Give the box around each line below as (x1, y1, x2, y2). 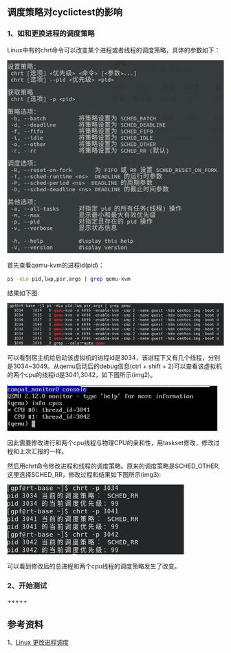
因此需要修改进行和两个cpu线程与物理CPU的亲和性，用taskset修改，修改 (7, 438, 214, 447)
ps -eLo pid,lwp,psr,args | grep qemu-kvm (7, 276, 131, 283)
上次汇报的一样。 (19, 447, 67, 456)
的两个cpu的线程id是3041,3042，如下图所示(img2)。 (7, 370, 157, 378)
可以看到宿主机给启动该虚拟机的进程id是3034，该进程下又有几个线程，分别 (7, 353, 221, 361)
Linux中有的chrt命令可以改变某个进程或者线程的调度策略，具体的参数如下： (7, 45, 221, 54)
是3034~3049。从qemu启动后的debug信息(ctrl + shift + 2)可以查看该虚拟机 (7, 362, 222, 370)
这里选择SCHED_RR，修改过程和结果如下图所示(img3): (7, 470, 162, 478)
